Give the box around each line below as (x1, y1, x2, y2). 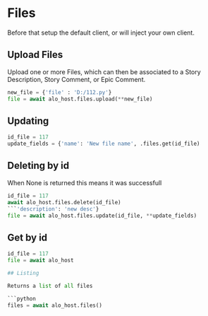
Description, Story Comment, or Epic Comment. (7, 75, 146, 83)
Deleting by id (7, 160, 69, 172)
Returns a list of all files (7, 282, 93, 289)
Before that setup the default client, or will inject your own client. (7, 28, 195, 37)
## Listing (7, 269, 39, 276)
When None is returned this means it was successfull (7, 178, 162, 187)
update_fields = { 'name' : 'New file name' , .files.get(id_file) (7, 140, 200, 148)
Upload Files (7, 49, 63, 61)
